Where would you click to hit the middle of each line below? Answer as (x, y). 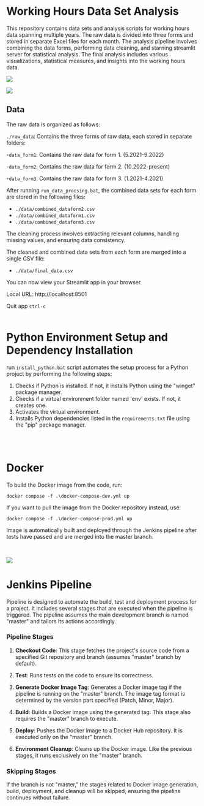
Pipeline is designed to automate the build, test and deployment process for (101, 601)
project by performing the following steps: (59, 374)
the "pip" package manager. (51, 425)
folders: (16, 143)
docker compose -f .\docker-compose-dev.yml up (68, 496)
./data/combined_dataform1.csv (55, 216)
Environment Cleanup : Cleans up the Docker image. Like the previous (104, 748)
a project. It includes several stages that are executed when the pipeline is (100, 608)
